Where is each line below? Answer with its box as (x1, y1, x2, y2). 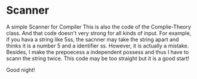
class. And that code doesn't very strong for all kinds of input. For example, (6, 29, 192, 36)
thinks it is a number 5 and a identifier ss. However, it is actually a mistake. (6, 42, 189, 49)
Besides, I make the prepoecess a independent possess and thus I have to (6, 48, 189, 55)
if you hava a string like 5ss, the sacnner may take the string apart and (6, 36, 179, 43)
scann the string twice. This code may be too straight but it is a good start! (6, 55, 190, 62)
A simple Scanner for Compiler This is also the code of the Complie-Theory (6, 23, 191, 30)
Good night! (6, 66, 35, 73)
